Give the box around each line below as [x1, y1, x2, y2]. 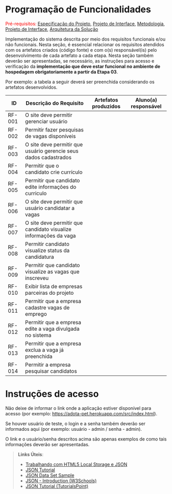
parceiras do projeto [25, 289, 74, 296]
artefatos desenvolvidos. [5, 84, 58, 90]
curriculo [25, 189, 47, 197]
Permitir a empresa [25, 361, 71, 368]
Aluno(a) [135, 96, 158, 103]
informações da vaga [25, 232, 76, 239]
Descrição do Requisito [25, 99, 84, 106]
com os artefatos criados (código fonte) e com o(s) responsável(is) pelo [5, 47, 157, 53]
